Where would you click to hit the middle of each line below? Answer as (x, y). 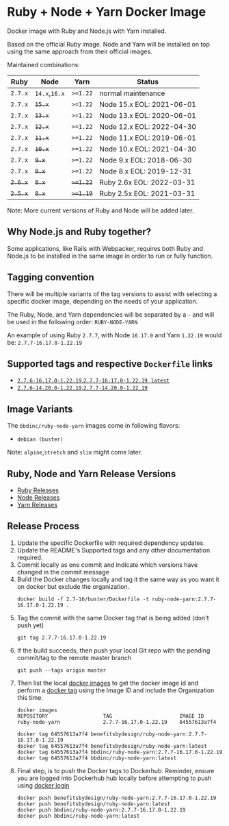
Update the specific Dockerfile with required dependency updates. (111, 543)
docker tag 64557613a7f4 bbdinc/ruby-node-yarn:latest (97, 758)
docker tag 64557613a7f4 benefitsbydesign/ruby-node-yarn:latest (112, 746)
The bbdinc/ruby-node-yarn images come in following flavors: (94, 426)
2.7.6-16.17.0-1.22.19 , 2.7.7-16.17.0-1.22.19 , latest (93, 380)
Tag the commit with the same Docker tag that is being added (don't (113, 618)
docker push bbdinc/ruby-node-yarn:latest (78, 816)
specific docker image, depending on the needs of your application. (103, 301)
